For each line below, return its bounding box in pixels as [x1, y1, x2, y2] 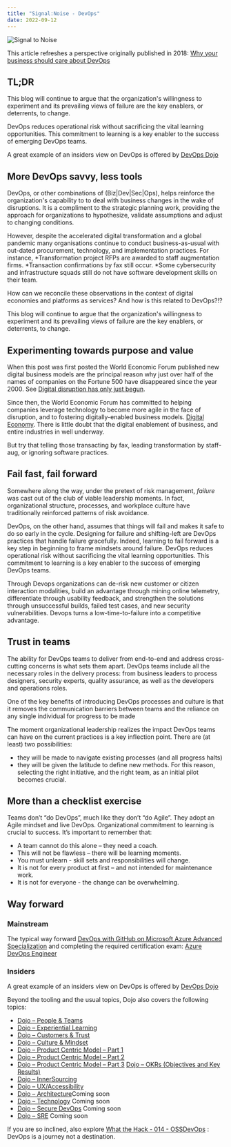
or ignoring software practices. [21, 448, 109, 456]
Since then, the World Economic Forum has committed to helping [7, 398, 192, 406]
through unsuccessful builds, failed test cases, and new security [7, 601, 191, 610]
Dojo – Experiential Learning [17, 1023, 98, 1032]
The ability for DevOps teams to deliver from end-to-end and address [7, 654, 205, 663]
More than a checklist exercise [7, 795, 142, 807]
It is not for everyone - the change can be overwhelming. [17, 878, 179, 887]
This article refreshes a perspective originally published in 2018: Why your [7, 49, 219, 57]
